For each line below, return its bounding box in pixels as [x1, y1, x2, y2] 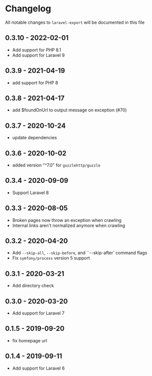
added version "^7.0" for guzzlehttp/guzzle [12, 162, 101, 168]
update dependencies [12, 135, 57, 141]
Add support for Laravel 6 [12, 365, 65, 371]
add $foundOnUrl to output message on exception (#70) [12, 107, 127, 113]
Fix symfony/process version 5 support [12, 255, 90, 261]
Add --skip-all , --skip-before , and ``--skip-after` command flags [12, 250, 148, 256]
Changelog [5, 3, 51, 14]
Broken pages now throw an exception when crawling [12, 217, 122, 223]
